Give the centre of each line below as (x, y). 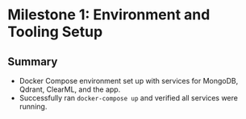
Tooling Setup (55, 32)
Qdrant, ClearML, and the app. (70, 89)
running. (33, 107)
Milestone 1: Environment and (109, 15)
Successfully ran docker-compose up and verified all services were (129, 98)
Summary (33, 62)
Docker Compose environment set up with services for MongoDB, (129, 81)
